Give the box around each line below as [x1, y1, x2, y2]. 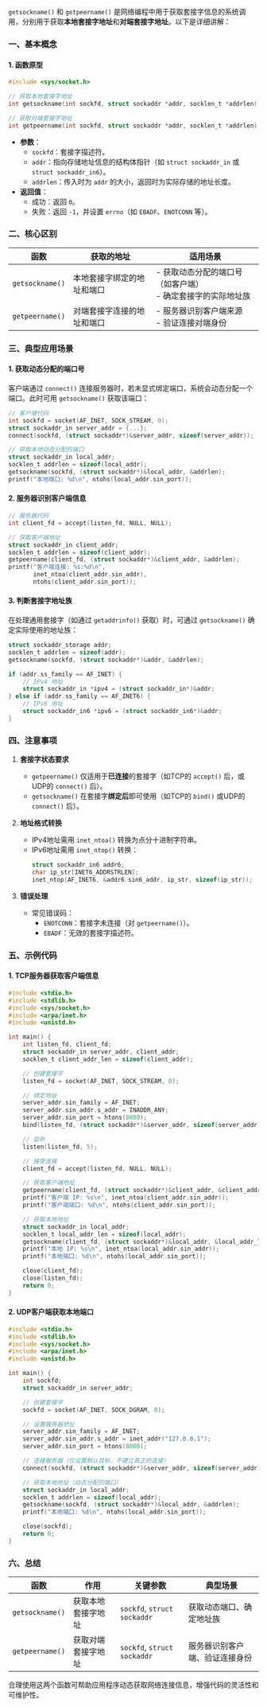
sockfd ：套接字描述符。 [31, 146, 110, 157]
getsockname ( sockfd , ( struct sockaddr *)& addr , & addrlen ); [8, 656, 204, 664]
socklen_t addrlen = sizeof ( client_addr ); [8, 548, 151, 556]
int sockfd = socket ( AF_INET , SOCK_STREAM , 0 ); [8, 416, 169, 424]
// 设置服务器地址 [22, 1420, 75, 1428]
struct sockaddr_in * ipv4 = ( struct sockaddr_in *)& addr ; [22, 685, 215, 693]
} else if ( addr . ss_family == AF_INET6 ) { [8, 692, 151, 700]
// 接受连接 [22, 1157, 57, 1165]
